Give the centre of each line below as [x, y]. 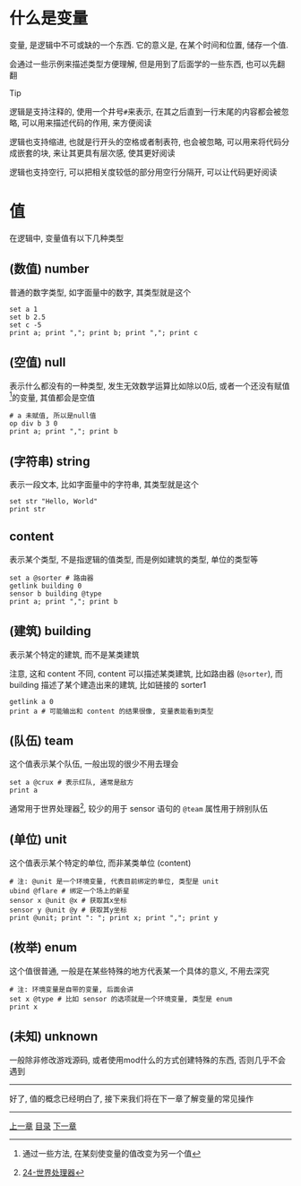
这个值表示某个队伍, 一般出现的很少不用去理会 [94, 764]
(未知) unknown [54, 1037]
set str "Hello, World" [54, 501]
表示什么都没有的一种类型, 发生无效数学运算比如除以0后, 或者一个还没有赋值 [150, 385]
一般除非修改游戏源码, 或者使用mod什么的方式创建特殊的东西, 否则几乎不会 [148, 1060]
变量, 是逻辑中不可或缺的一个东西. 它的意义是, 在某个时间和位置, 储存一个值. [149, 45]
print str [28, 509]
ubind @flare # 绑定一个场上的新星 [69, 891]
